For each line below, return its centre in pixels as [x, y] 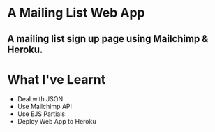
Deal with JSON [40, 98]
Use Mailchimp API [44, 106]
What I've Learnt [57, 79]
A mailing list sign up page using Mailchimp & [108, 39]
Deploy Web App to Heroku [57, 121]
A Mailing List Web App [76, 13]
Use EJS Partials [41, 114]
